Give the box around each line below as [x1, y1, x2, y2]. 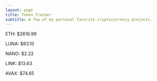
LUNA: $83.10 [5, 41, 34, 47]
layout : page [5, 7, 33, 13]
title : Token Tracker [5, 12, 52, 17]
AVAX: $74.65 [5, 70, 34, 76]
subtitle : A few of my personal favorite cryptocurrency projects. [5, 17, 153, 22]
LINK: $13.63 [5, 61, 32, 67]
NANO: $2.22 [5, 50, 34, 57]
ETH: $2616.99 [5, 31, 37, 37]
